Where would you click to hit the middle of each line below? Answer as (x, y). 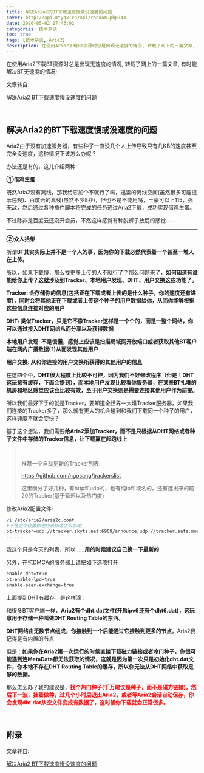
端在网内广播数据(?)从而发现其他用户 (53, 349)
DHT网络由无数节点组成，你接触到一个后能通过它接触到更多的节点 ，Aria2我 (101, 631)
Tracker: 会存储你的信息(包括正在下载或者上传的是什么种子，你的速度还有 (99, 293)
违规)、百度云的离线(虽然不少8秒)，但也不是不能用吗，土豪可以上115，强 (102, 200)
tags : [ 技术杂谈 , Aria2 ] (36, 40)
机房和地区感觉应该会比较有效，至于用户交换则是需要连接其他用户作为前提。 (102, 390)
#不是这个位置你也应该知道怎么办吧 (44, 526)
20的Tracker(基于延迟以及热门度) (63, 495)
